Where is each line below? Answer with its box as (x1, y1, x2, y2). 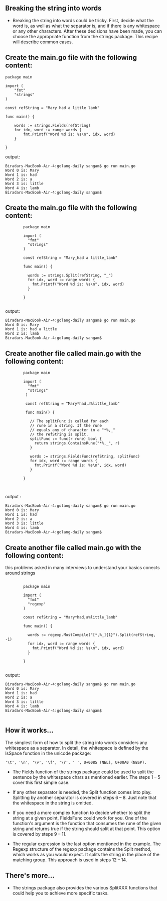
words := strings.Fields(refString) (14, 123, 91, 128)
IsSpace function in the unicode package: (5, 750, 91, 756)
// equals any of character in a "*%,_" (30, 427, 115, 433)
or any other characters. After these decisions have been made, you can (12, 28, 162, 34)
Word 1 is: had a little (5, 327, 57, 332)
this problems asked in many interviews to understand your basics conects (5, 565, 160, 571)
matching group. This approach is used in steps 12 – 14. (12, 857, 127, 863)
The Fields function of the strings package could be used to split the (12, 769, 154, 775)
